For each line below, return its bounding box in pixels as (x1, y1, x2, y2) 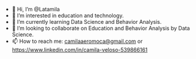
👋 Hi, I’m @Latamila (11, 6, 60, 13)
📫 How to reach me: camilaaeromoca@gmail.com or (11, 38, 143, 45)
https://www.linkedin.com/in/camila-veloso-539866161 (11, 46, 148, 53)
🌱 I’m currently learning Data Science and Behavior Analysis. (11, 18, 162, 25)
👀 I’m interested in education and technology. (11, 12, 124, 19)
